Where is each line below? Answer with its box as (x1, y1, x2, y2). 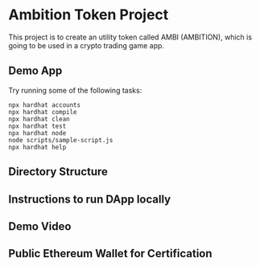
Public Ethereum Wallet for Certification (8, 247, 213, 260)
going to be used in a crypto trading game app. (8, 40, 165, 50)
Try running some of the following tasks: (8, 85, 142, 95)
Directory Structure (8, 165, 109, 178)
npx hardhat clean (8, 115, 70, 123)
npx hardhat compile (8, 108, 78, 116)
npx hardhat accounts (8, 100, 81, 109)
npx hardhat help (8, 143, 67, 151)
